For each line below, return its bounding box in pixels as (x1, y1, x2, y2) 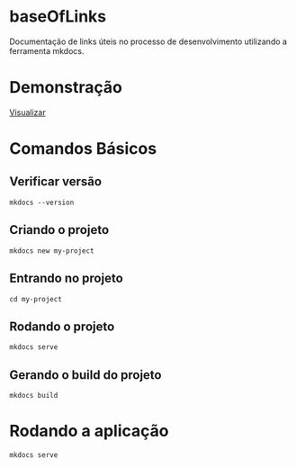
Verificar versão (9, 174, 102, 190)
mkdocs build (9, 391, 58, 400)
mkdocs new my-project (9, 246, 94, 256)
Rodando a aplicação (9, 421, 169, 442)
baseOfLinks (9, 6, 107, 27)
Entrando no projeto (9, 271, 123, 286)
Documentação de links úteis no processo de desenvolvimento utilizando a (9, 36, 288, 47)
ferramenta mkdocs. (9, 45, 85, 56)
